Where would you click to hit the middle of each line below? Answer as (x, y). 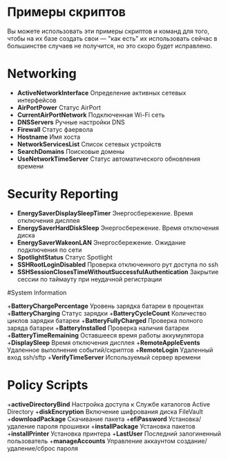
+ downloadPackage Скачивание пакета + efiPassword (87, 419)
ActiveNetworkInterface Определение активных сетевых (102, 92)
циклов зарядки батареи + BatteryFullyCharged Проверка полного (105, 320)
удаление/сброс (31, 448)
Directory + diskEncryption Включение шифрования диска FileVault (105, 411)
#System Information (37, 292)
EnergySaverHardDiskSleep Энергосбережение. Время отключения (118, 228)
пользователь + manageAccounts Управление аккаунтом (92, 441)
